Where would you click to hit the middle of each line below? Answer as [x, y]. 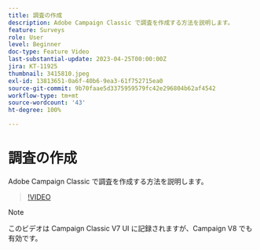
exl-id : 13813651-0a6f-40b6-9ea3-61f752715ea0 [86, 81]
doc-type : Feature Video [49, 52]
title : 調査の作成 [35, 15]
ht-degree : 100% [35, 111]
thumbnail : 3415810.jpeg [49, 74]
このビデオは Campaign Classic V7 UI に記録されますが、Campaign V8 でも [130, 228]
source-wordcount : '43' [47, 103]
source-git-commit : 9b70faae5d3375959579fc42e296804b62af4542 [112, 88]
